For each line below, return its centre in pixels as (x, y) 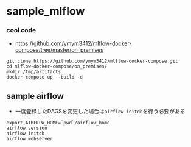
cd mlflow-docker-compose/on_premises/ (57, 66)
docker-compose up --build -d (45, 77)
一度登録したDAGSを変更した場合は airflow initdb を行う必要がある (100, 112)
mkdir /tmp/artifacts (34, 72)
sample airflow (35, 96)
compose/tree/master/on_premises (59, 50)
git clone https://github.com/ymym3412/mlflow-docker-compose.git (92, 61)
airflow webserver (30, 139)
